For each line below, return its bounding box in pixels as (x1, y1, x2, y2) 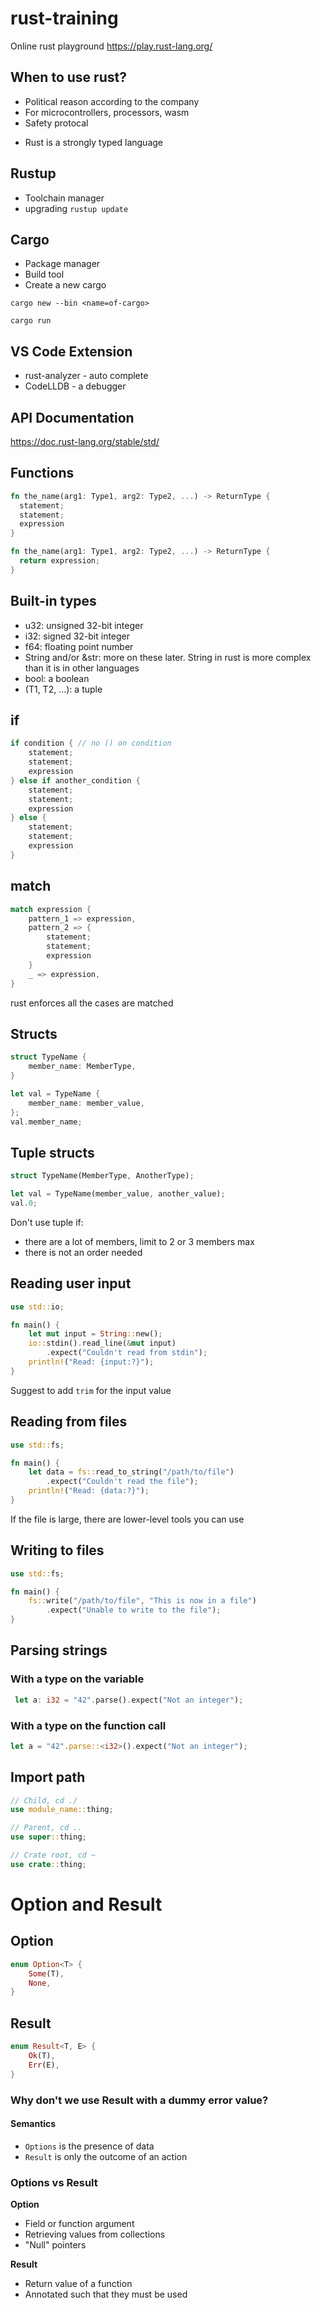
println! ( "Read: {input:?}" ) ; (28, 1357, 155, 1367)
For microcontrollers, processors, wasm (24, 106, 190, 118)
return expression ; (19, 556, 101, 566)
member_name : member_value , (28, 1098, 145, 1108)
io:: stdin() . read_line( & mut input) (28, 1338, 177, 1349)
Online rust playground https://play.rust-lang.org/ (10, 40, 213, 52)
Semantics (10, 2118, 57, 2130)
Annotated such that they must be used (24, 2288, 188, 2301)
